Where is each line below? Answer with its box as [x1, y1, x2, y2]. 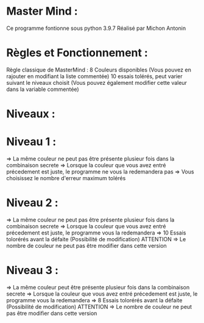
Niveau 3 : [6, 264, 59, 277]
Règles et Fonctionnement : [6, 46, 148, 60]
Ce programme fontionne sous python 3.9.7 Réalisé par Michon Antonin [6, 24, 186, 32]
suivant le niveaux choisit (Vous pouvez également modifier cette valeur [6, 79, 188, 86]
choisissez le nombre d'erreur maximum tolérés [6, 175, 126, 181]
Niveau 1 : [6, 135, 57, 149]
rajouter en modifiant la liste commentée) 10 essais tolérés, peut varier [6, 72, 183, 80]
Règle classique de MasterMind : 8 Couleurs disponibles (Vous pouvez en [6, 66, 192, 73]
